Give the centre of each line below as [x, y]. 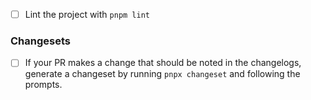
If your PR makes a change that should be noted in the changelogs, [163, 63]
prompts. [43, 85]
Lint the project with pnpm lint [87, 14]
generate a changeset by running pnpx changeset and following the [162, 74]
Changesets [40, 41]
